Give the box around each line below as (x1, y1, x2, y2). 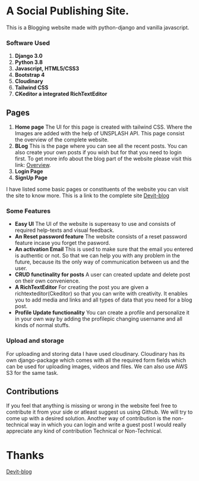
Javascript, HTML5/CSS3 (14, 65, 80, 72)
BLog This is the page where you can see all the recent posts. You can (14, 142, 188, 150)
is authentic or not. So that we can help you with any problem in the (14, 252, 180, 259)
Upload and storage (6, 337, 64, 345)
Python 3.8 (14, 58, 43, 66)
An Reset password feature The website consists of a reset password (14, 233, 187, 240)
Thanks (6, 448, 45, 462)
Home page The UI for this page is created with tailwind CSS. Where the (14, 123, 192, 131)
